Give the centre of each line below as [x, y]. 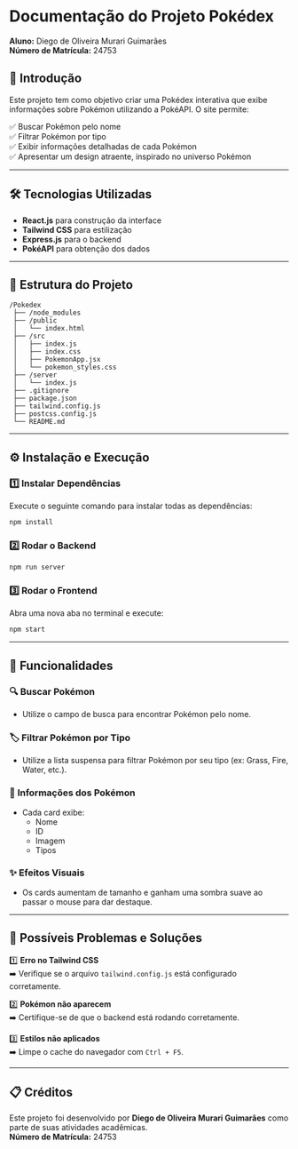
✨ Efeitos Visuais [47, 873]
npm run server [37, 567]
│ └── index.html [49, 329]
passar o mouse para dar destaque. [87, 902]
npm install [31, 523]
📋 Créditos [41, 1093]
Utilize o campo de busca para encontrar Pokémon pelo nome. [136, 714]
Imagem [50, 841]
